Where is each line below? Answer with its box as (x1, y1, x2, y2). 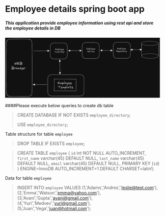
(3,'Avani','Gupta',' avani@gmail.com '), (17, 195, 93, 201)
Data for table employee (5, 175, 52, 181)
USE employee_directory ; (17, 121, 68, 128)
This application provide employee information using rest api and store (5, 20, 154, 25)
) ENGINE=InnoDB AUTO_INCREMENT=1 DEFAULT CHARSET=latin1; (17, 166, 154, 172)
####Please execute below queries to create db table (5, 103, 114, 109)
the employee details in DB (5, 25, 61, 31)
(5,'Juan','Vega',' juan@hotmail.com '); (17, 206, 91, 212)
